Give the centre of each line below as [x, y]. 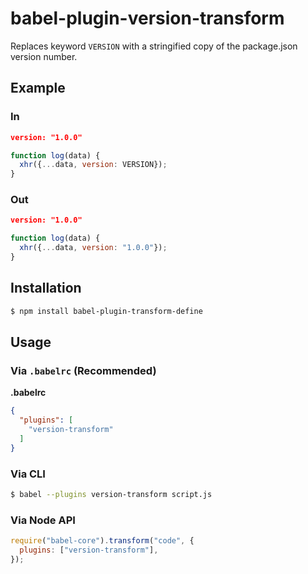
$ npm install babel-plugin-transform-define [106, 311]
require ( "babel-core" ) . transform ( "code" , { [102, 541]
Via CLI [28, 474]
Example [38, 88]
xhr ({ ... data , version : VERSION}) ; [93, 165]
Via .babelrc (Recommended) [83, 370]
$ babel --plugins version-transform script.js [111, 494]
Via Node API [43, 520]
